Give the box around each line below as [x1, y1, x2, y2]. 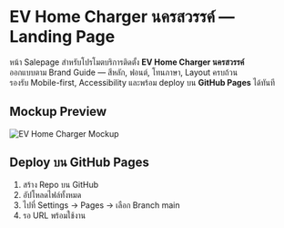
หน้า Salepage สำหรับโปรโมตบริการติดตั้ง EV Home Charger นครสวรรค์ [9, 57, 245, 67]
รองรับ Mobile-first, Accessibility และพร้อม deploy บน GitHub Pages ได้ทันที [9, 77, 276, 88]
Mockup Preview [9, 104, 107, 119]
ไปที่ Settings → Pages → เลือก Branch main [22, 199, 180, 211]
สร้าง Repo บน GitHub [22, 179, 99, 190]
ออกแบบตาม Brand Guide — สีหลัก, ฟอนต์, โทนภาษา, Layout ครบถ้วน [9, 67, 238, 78]
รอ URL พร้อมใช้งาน [22, 210, 86, 221]
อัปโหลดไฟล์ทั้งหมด [22, 189, 82, 200]
